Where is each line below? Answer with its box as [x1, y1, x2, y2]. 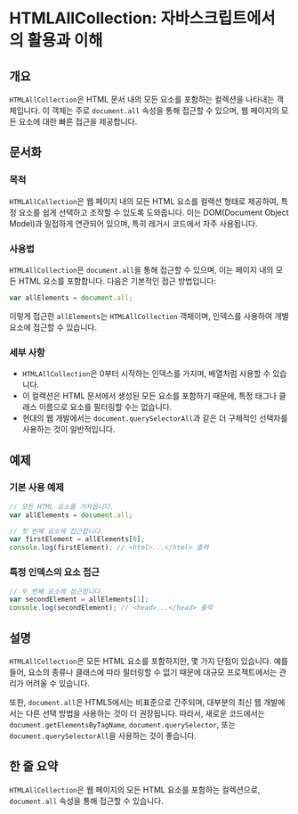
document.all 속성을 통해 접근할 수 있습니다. [9, 795, 165, 806]
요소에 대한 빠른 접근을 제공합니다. [18, 117, 138, 127]
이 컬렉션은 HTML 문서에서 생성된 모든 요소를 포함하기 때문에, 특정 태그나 [21, 391, 278, 401]
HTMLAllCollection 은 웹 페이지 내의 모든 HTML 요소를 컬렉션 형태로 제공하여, [9, 195, 279, 206]
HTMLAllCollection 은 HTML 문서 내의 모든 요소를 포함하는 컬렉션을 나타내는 [9, 95, 275, 104]
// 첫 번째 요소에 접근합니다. [9, 527, 105, 536]
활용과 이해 [27, 30, 103, 51]
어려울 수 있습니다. [25, 678, 91, 688]
